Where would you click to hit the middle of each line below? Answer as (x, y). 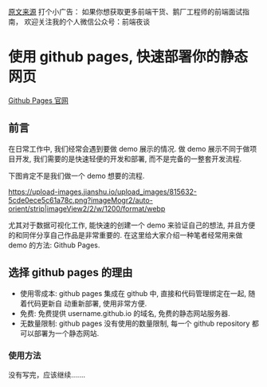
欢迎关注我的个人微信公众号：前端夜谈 (86, 22)
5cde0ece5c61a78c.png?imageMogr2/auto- (80, 200)
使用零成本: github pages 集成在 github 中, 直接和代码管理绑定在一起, (133, 293)
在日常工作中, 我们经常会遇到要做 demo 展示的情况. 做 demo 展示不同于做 (129, 148)
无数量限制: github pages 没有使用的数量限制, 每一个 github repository (135, 323)
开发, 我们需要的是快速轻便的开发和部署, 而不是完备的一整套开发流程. (128, 159)
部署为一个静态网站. (67, 333)
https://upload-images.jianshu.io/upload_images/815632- (103, 192)
